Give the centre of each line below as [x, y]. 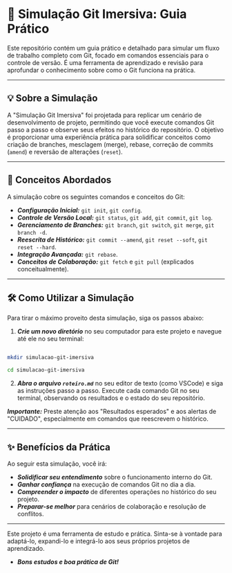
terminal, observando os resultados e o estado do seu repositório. [111, 398]
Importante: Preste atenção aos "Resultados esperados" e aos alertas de [112, 412]
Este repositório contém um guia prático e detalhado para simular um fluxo [113, 48]
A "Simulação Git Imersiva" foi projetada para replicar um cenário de [105, 115]
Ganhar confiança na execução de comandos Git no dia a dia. [106, 484]
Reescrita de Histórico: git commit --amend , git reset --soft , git [113, 239]
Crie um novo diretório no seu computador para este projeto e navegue [119, 331]
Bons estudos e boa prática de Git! [68, 562]
